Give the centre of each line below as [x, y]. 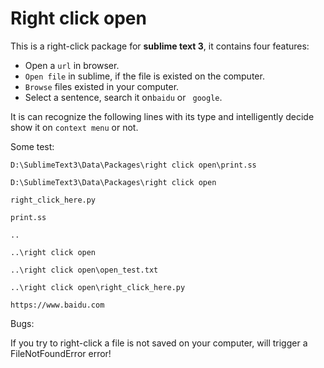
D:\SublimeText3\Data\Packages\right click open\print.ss [133, 165]
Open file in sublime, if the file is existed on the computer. [144, 76]
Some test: [32, 146]
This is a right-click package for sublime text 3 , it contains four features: [160, 46]
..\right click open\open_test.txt [84, 270]
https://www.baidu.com [57, 305]
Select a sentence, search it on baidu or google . [123, 97]
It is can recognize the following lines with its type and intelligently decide [162, 116]
